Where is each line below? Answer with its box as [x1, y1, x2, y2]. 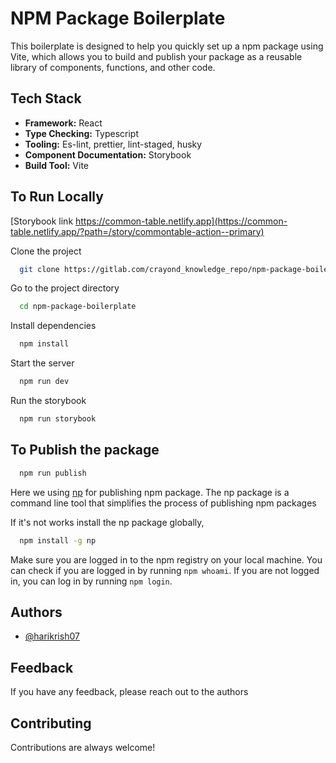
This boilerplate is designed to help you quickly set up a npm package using [10, 40, 324, 52]
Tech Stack [10, 90, 82, 107]
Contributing [10, 715, 92, 732]
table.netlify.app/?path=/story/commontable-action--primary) [10, 225, 265, 237]
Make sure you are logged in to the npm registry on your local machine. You [10, 553, 323, 566]
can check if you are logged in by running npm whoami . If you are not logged [10, 564, 320, 576]
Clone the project [10, 245, 82, 257]
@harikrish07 [24, 630, 80, 642]
